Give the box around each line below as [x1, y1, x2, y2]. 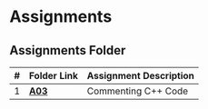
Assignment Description [86, 70, 195, 82]
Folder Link [28, 70, 79, 82]
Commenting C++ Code [86, 84, 189, 97]
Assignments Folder [9, 43, 126, 58]
